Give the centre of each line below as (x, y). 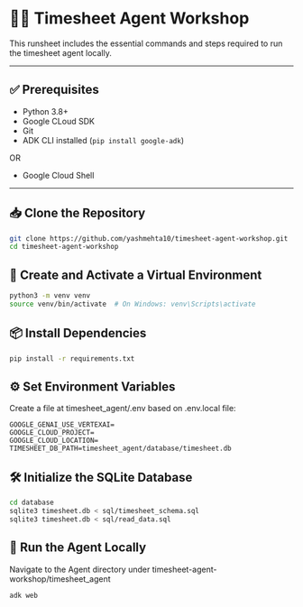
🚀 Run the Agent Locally (78, 548)
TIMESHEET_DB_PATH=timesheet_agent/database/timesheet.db (120, 449)
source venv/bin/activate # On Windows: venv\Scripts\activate (133, 304)
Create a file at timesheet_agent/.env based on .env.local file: (123, 409)
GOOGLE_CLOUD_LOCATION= (54, 441)
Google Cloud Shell (58, 175)
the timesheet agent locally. (61, 52)
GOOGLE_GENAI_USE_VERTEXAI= (62, 425)
